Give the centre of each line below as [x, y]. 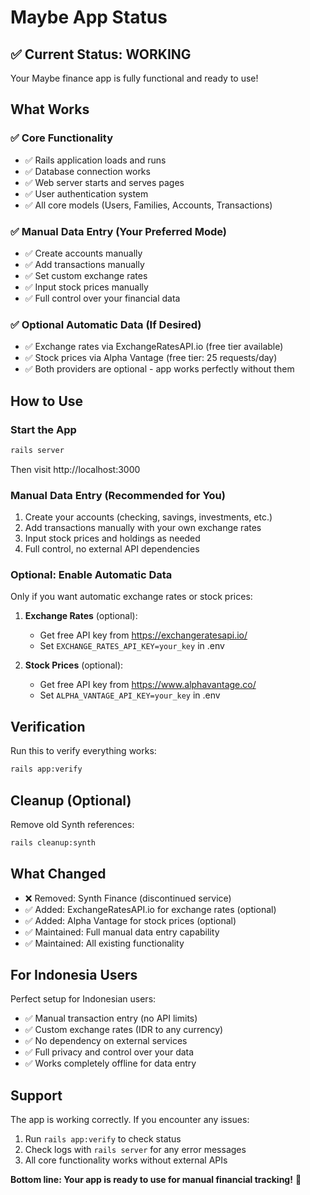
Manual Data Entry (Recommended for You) [118, 495]
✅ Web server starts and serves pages [104, 182]
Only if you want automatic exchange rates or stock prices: [131, 597]
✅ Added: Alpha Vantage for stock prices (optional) [130, 920]
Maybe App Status [89, 17]
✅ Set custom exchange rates [86, 275]
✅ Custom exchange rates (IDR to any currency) [124, 1030]
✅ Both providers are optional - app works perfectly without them [159, 369]
